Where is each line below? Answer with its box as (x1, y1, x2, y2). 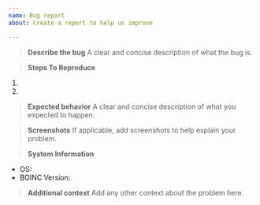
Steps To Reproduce (27, 62, 96, 72)
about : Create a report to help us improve (8, 19, 154, 27)
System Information (27, 149, 95, 158)
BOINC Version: (19, 173, 71, 182)
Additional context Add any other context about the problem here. (27, 188, 244, 197)
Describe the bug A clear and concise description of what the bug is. (27, 47, 253, 57)
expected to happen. (27, 110, 95, 119)
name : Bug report (8, 11, 65, 20)
